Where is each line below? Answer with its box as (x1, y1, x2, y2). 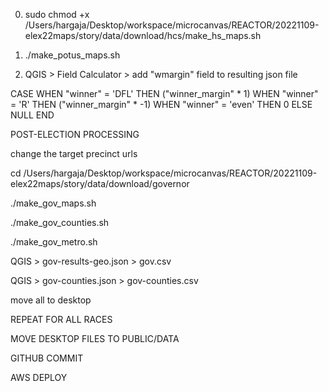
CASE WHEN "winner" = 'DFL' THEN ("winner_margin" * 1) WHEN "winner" (10, 88, 319, 99)
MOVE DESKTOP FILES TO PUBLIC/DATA (10, 333, 180, 344)
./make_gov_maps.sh (10, 197, 97, 209)
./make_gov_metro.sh (10, 236, 98, 248)
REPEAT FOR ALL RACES (10, 314, 113, 325)
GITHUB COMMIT (10, 352, 84, 364)
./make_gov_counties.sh (10, 217, 110, 228)
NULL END (10, 109, 55, 121)
